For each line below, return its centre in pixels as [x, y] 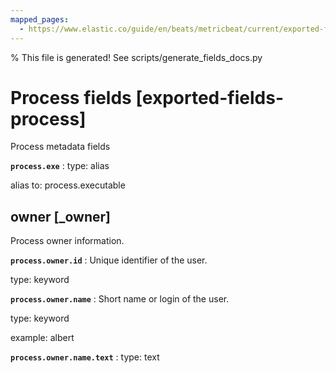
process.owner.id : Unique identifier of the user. [109, 260]
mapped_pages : [40, 19]
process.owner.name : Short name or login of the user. [120, 299]
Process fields [71, 97]
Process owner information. [67, 241]
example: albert [42, 338]
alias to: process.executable [68, 185]
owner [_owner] [60, 216]
